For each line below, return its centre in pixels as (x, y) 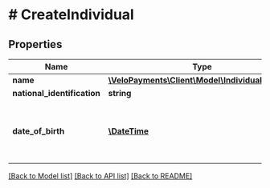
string (120, 93)
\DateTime (128, 131)
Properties (35, 44)
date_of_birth (39, 131)
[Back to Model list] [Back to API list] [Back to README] (100, 176)
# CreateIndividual (71, 15)
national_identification (56, 93)
